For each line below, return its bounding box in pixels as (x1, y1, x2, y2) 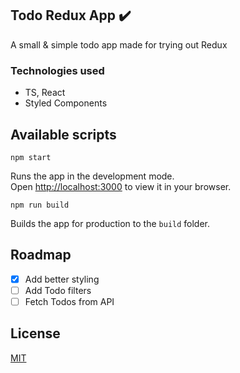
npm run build (10, 200, 70, 210)
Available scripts (10, 126, 117, 143)
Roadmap (10, 247, 72, 264)
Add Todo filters (24, 284, 92, 296)
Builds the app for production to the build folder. (10, 217, 211, 229)
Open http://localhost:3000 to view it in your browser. (10, 180, 232, 192)
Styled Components (24, 97, 108, 109)
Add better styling (24, 273, 100, 285)
